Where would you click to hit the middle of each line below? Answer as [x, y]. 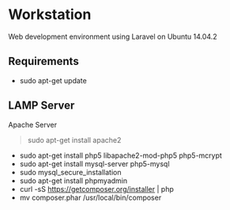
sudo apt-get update [53, 80]
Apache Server [33, 124]
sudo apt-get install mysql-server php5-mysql [94, 163]
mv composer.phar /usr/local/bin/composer [90, 197]
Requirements [43, 61]
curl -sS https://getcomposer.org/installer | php [96, 189]
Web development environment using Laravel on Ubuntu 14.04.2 [113, 36]
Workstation [50, 15]
